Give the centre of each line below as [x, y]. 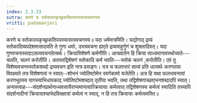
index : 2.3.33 [24, 12]
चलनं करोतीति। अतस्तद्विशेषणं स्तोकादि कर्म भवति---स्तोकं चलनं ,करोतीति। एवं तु [98, 60]
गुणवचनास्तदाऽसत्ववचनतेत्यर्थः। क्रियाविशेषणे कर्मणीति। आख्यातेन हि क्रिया [76, 53]
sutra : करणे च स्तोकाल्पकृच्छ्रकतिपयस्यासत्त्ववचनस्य [53, 17]
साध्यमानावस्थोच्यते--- [168, 53]
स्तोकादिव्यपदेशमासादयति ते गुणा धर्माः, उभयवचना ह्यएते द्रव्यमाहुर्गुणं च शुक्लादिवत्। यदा [86, 47]
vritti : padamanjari [32, 23]
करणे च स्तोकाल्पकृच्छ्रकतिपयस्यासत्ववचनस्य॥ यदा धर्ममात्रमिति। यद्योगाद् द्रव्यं [80, 40]
